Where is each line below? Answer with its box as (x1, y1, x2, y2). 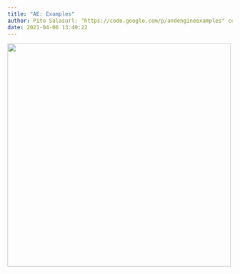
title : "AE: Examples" (7, 10, 75, 18)
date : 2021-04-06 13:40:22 (7, 24, 88, 31)
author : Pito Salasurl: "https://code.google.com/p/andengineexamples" (7, 17, 225, 24)
